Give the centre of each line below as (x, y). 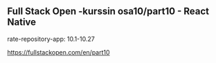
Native (22, 22)
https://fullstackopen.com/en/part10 (58, 52)
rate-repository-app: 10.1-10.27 (51, 39)
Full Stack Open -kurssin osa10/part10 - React (108, 11)
